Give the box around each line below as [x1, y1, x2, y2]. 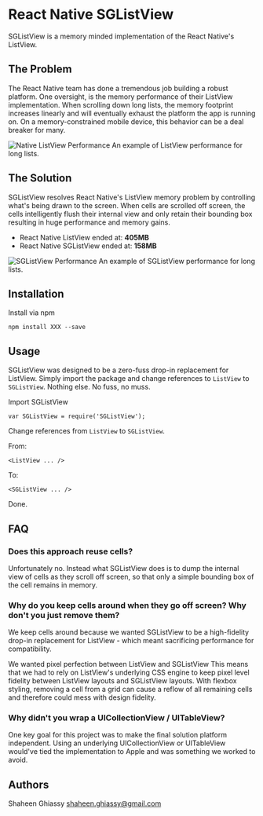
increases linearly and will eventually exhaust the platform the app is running [8, 108, 256, 118]
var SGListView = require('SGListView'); [8, 412, 146, 421]
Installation [8, 287, 64, 300]
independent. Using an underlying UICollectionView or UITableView [8, 738, 226, 748]
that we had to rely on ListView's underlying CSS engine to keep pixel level [8, 668, 250, 677]
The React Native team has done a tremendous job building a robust [8, 83, 229, 93]
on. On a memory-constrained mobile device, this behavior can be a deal [8, 116, 244, 126]
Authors [8, 778, 49, 791]
